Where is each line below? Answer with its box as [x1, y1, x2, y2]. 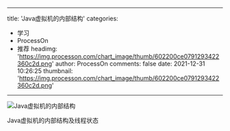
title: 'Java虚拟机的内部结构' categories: [7, 14, 118, 23]
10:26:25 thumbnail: [16, 67, 73, 75]
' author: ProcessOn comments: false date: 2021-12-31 [51, 59, 205, 68]
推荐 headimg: [16, 45, 58, 53]
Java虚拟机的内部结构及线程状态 [7, 117, 99, 124]
